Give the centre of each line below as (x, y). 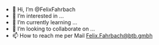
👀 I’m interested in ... (38, 16)
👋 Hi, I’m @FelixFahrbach (44, 9)
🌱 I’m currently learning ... (45, 22)
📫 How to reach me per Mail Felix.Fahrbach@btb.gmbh (82, 36)
